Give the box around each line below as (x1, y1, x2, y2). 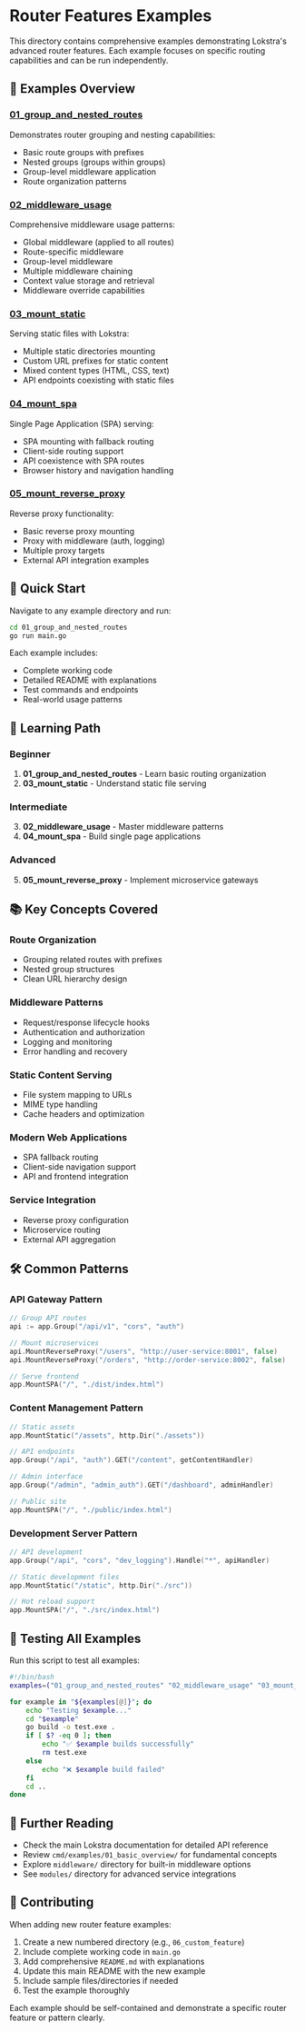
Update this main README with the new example (22, 1965, 206, 1977)
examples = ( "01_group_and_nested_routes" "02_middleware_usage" (9, 1680, 254, 1690)
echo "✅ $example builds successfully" (42, 1739, 195, 1749)
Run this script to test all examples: (9, 1655, 141, 1666)
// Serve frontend (9, 1371, 79, 1381)
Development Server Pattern (9, 1527, 138, 1539)
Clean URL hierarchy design (22, 973, 128, 984)
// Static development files (9, 1572, 120, 1581)
